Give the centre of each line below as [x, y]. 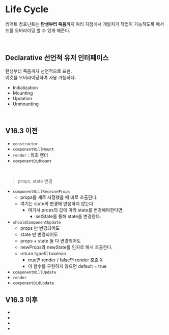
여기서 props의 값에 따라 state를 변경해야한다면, [76, 210]
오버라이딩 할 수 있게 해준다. [43, 30]
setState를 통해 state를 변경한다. [68, 216]
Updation [22, 98]
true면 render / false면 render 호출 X [65, 260]
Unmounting [26, 104]
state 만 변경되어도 [39, 234]
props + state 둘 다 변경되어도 [51, 240]
